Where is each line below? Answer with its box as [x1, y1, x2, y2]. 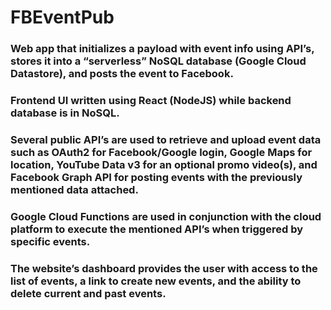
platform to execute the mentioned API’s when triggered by [10, 222, 304, 236]
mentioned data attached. [10, 182, 139, 196]
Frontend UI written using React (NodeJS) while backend [10, 94, 292, 108]
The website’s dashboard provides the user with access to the [10, 261, 318, 275]
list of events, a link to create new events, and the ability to [10, 274, 302, 288]
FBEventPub [10, 6, 115, 29]
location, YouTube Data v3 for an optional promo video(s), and [10, 157, 318, 171]
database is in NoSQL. [10, 106, 120, 120]
